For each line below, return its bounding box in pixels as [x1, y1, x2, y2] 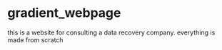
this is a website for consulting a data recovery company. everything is [7, 28, 216, 37]
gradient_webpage [7, 5, 121, 21]
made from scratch [7, 35, 64, 44]
